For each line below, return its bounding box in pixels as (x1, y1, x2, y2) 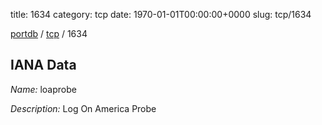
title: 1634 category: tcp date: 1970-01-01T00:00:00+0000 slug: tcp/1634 (10, 9, 312, 20)
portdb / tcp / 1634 (10, 28, 88, 39)
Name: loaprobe (10, 83, 77, 95)
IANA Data (10, 57, 77, 74)
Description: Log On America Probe (10, 102, 157, 114)
